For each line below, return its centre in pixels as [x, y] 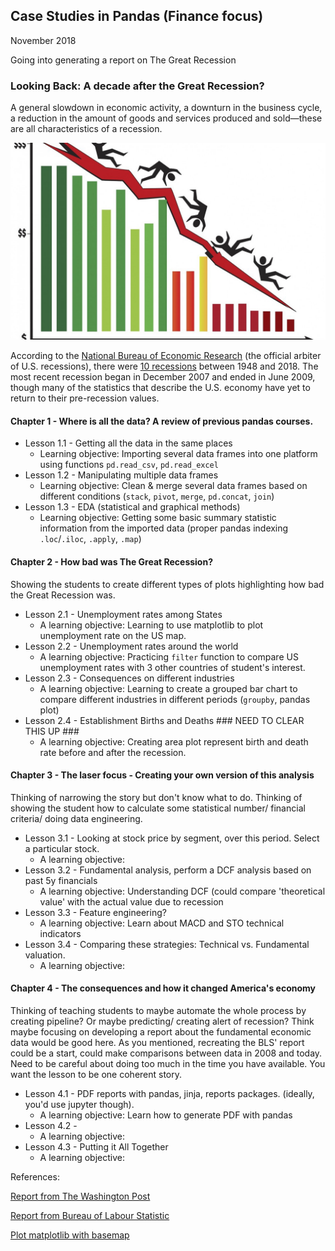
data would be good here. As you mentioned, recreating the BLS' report [157, 1042]
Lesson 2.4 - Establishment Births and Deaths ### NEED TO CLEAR [164, 720]
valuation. [45, 955]
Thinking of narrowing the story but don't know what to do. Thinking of [156, 797]
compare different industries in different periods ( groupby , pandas [175, 699]
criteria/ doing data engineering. [76, 818]
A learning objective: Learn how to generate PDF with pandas [166, 1115]
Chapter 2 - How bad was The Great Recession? [112, 561]
